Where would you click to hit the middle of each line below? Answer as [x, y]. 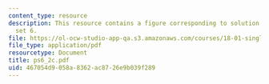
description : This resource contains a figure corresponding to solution [134, 23]
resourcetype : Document [48, 53]
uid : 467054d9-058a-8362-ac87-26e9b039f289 [82, 68]
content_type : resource [48, 16]
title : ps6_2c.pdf [39, 61]
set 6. [26, 30]
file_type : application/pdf [55, 46]
